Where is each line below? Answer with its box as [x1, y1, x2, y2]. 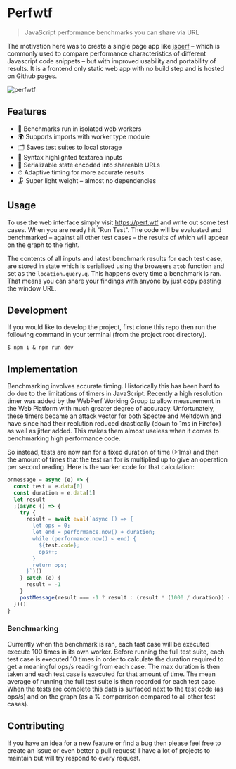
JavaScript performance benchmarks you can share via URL [24, 28, 199, 37]
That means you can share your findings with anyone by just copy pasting [7, 277, 221, 285]
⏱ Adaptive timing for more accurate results [17, 167, 145, 177]
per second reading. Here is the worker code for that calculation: [7, 463, 195, 471]
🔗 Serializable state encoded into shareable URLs [17, 160, 160, 169]
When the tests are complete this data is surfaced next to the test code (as [7, 685, 223, 693]
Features [7, 106, 47, 117]
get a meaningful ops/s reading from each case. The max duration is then [7, 662, 220, 671]
